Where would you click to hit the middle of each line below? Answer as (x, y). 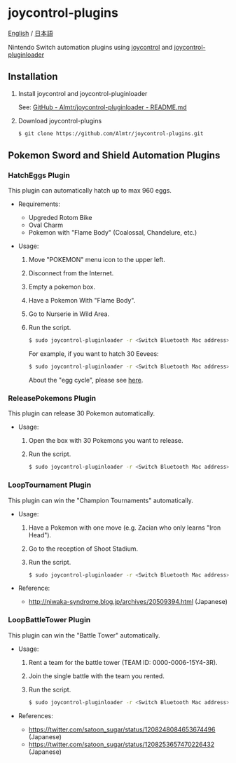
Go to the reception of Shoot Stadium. (83, 549)
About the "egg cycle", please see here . (86, 380)
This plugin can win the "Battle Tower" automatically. (84, 635)
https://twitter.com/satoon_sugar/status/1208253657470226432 (122, 744)
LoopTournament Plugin (50, 485)
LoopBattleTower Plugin (49, 620)
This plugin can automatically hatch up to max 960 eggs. (90, 191)
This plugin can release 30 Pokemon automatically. (82, 413)
